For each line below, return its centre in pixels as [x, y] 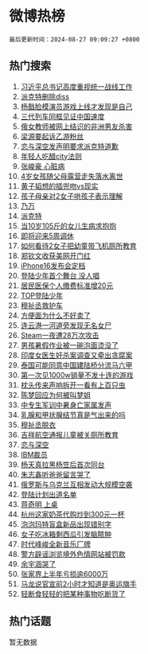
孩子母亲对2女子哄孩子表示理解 [72, 196]
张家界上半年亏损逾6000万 [64, 574]
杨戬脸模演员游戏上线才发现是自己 [76, 106]
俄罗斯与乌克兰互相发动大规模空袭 [76, 484]
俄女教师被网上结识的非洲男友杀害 [76, 126]
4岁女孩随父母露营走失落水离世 [72, 176]
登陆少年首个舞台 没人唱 [60, 275]
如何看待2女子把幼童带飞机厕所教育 [79, 245]
